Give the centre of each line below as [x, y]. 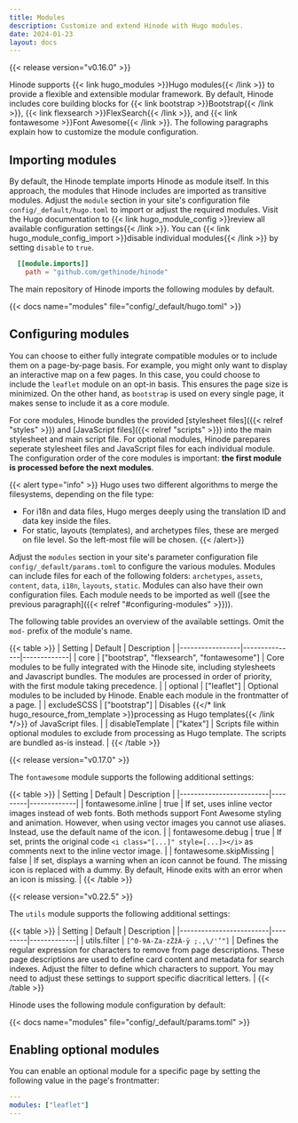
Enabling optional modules [84, 1050]
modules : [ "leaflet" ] [49, 1105]
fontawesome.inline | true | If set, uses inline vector [179, 803]
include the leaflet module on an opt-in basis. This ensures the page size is [149, 384]
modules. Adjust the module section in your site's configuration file [129, 200]
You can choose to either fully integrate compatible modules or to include [143, 356]
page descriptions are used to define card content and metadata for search [147, 959]
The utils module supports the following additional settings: [120, 913]
